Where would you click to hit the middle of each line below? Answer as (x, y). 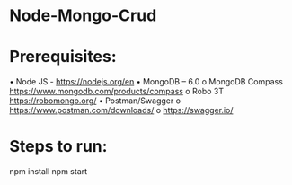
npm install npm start (49, 172)
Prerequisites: (63, 57)
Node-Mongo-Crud (83, 16)
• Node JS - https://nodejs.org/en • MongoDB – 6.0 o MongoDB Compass (146, 82)
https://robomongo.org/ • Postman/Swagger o (95, 101)
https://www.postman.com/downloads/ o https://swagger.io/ (121, 110)
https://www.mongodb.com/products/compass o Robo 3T (117, 92)
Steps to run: (58, 147)
